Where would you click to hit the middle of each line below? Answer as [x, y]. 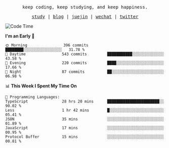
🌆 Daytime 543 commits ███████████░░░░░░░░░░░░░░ [85, 54]
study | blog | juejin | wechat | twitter [85, 16]
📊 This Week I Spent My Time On [41, 86]
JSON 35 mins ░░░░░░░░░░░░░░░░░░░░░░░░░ [85, 119]
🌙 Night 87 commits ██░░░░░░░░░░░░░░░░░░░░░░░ [85, 72]
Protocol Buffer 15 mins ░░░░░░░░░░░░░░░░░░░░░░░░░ [85, 137]
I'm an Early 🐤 [20, 36]
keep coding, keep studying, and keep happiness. [85, 7]
